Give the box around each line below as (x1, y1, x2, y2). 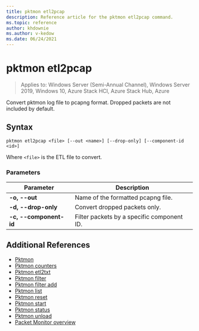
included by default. (6, 105, 55, 112)
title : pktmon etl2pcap (6, 8, 65, 15)
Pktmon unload (14, 312, 52, 319)
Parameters (6, 168, 40, 176)
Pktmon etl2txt (14, 268, 51, 275)
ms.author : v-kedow (6, 31, 54, 37)
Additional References (6, 240, 91, 250)
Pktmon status (14, 306, 50, 313)
